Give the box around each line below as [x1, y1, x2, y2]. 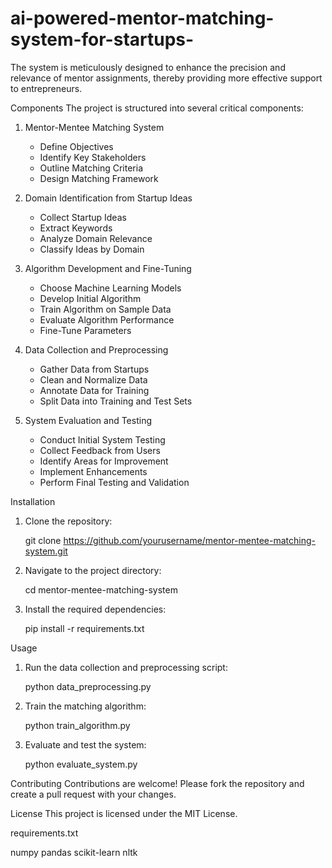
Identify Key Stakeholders [39, 151, 147, 163]
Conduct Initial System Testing [39, 433, 166, 446]
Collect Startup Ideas [39, 211, 127, 223]
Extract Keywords [39, 222, 113, 234]
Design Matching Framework [39, 172, 159, 184]
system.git [24, 545, 68, 557]
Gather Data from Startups [39, 363, 150, 375]
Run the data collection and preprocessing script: [24, 661, 228, 673]
